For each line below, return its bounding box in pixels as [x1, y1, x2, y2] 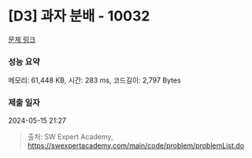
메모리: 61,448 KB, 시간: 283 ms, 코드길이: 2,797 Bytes [8, 75, 181, 85]
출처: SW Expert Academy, [27, 131, 113, 141]
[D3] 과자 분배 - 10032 [8, 7, 150, 25]
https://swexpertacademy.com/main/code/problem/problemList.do [27, 141, 245, 150]
